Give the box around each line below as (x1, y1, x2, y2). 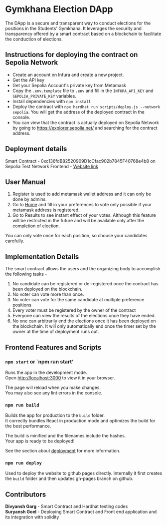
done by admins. (12, 196, 47, 202)
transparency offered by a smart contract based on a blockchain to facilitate (5, 31, 162, 37)
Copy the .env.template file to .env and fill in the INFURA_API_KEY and (12, 88, 154, 94)
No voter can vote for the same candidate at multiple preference (12, 297, 145, 303)
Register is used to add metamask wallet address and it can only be (12, 191, 151, 197)
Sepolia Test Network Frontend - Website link (5, 163, 99, 169)
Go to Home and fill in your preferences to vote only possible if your (12, 202, 152, 208)
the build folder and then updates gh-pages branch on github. (5, 475, 134, 481)
